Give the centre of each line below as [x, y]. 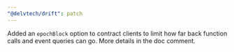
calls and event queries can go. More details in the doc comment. [101, 41]
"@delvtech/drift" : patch [45, 14]
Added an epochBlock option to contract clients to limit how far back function [117, 33]
